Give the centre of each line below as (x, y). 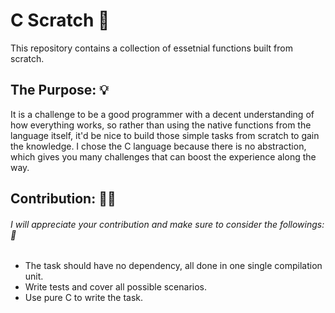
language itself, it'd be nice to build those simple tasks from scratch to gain (165, 135)
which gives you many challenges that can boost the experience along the (163, 156)
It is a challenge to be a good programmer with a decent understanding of (162, 114)
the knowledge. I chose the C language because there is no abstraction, (158, 146)
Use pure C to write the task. (84, 298)
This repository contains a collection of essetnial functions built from (151, 48)
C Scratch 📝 (60, 20)
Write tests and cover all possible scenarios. (116, 287)
